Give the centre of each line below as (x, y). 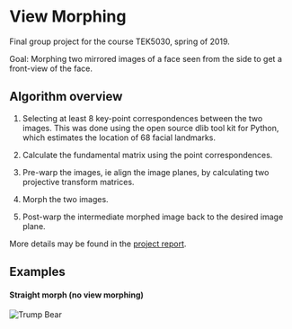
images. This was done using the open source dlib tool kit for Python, (150, 128)
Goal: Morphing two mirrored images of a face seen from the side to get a (146, 58)
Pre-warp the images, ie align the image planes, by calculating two (146, 172)
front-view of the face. (51, 68)
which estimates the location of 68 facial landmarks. (119, 138)
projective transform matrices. (78, 182)
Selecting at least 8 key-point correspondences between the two (142, 118)
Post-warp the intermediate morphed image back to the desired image (153, 217)
